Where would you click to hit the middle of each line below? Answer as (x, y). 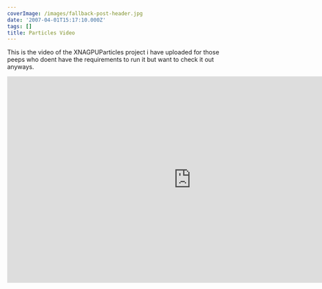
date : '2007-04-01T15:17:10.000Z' (57, 20)
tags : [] (20, 26)
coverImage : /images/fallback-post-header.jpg (75, 13)
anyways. (21, 67)
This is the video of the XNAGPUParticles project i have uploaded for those (113, 52)
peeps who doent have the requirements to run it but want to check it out (111, 60)
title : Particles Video (41, 33)
